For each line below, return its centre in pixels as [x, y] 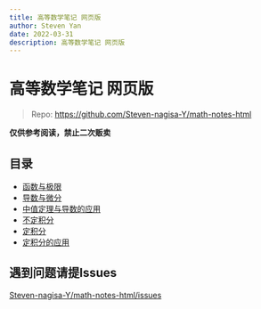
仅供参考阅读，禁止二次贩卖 [60, 133]
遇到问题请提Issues [63, 273]
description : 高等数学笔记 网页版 [67, 42]
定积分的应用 [45, 242]
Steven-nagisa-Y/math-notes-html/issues [86, 295]
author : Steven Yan [45, 26]
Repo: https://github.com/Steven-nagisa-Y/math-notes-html [141, 114]
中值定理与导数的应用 [61, 209]
